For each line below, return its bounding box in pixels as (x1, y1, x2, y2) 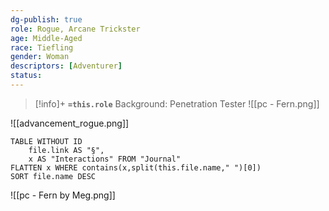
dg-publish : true (10, 14, 83, 25)
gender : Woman (10, 52, 70, 62)
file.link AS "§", (28, 145, 105, 155)
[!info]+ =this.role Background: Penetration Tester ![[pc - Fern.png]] (34, 97, 320, 110)
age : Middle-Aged (10, 33, 83, 43)
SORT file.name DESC (10, 171, 97, 181)
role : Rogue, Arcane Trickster (10, 24, 141, 34)
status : (10, 71, 43, 81)
